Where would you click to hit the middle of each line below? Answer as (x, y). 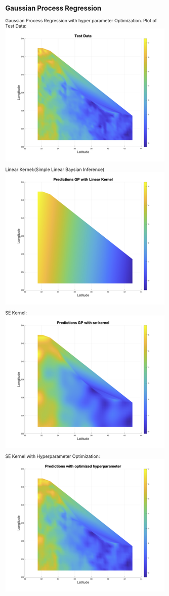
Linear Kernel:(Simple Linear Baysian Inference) (55, 169)
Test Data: (16, 26)
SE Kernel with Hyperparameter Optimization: (53, 456)
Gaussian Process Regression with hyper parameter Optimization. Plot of (81, 20)
